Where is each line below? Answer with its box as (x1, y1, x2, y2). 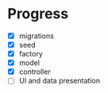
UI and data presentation (18, 76, 101, 86)
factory (18, 49, 43, 59)
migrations (18, 31, 55, 41)
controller (18, 67, 51, 76)
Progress (7, 5, 69, 23)
